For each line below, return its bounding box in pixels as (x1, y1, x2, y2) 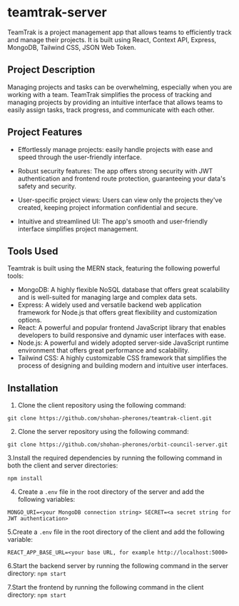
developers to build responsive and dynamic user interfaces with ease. (17, 331, 226, 340)
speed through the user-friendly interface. (17, 153, 142, 161)
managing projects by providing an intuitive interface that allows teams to (7, 98, 223, 106)
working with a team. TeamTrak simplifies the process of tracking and (7, 90, 212, 99)
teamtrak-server (7, 4, 107, 21)
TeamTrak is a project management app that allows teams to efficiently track (7, 28, 232, 36)
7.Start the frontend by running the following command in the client (7, 583, 204, 592)
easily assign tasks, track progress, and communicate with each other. (7, 105, 215, 114)
